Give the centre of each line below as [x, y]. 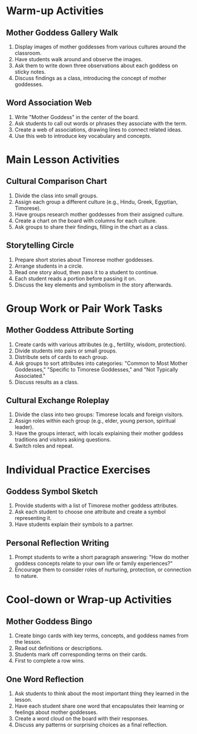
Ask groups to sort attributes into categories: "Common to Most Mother [101, 363]
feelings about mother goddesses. [56, 712]
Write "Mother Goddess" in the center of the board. [77, 117]
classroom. [28, 53]
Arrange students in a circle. [49, 266]
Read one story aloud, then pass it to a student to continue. [86, 272]
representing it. [33, 518]
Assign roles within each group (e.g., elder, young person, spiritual [95, 421]
